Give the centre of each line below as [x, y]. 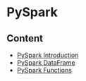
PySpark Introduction [48, 55]
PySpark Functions [44, 70]
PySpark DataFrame [46, 63]
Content [25, 38]
